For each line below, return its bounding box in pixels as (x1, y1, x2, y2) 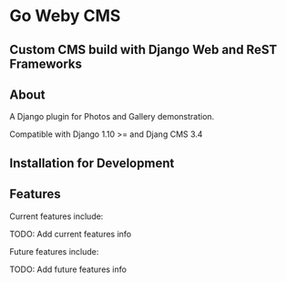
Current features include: (9, 211, 104, 222)
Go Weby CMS (9, 5, 121, 26)
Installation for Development (9, 155, 175, 171)
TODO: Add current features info (9, 228, 132, 239)
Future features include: (9, 245, 99, 256)
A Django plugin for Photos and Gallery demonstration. (9, 111, 215, 122)
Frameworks (9, 56, 83, 71)
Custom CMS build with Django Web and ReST (9, 42, 278, 57)
